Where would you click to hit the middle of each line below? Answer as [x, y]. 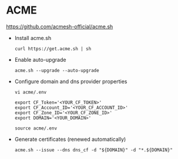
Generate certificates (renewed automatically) [70, 139]
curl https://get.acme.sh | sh [53, 49]
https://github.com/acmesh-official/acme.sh [60, 26]
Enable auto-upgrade [40, 59]
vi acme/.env [31, 92]
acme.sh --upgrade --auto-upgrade [57, 70]
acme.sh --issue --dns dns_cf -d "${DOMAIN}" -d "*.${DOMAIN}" [94, 150]
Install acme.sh [33, 38]
